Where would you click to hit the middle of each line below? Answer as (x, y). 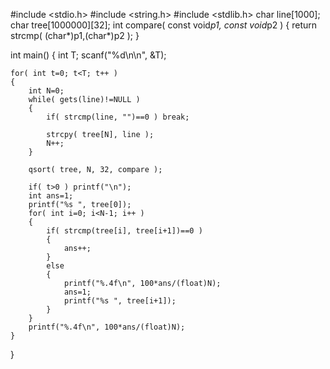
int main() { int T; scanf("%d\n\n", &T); (88, 55)
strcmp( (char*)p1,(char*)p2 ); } (75, 35)
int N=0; (46, 91)
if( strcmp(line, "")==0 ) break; (118, 117)
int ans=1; (51, 196)
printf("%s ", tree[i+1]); (120, 301)
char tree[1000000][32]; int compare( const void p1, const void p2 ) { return (164, 25)
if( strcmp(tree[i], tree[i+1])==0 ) (124, 231)
